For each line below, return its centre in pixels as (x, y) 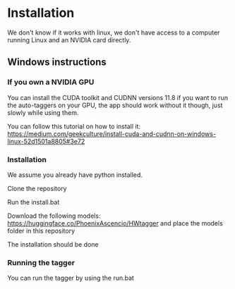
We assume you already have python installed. (75, 175)
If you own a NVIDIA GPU (51, 82)
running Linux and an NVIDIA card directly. (69, 39)
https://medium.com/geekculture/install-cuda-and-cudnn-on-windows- (112, 134)
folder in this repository (41, 230)
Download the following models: (54, 216)
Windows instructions (57, 62)
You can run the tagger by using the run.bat (71, 278)
